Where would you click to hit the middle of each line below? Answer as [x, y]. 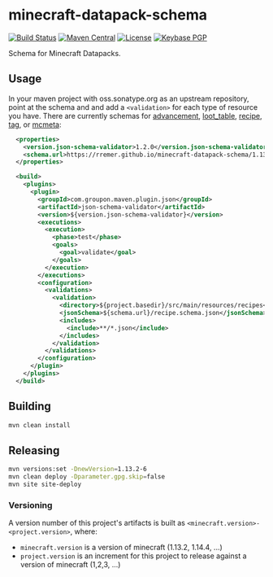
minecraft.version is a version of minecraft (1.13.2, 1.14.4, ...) [121, 548]
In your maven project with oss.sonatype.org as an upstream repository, [129, 98]
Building [30, 407]
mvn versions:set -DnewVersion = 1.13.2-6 [78, 470]
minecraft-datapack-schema [108, 15]
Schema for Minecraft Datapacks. [65, 53]
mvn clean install [39, 425]
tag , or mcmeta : [35, 125]
